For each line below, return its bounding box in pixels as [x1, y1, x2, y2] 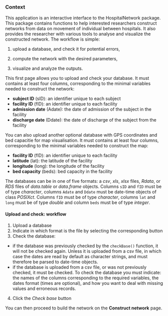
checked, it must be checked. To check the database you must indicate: [12, 269, 161, 275]
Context [5, 4, 26, 11]
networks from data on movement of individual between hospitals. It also [5, 26, 156, 32]
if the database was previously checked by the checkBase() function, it [12, 243, 158, 249]
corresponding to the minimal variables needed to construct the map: [5, 143, 148, 149]
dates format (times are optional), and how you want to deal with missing [12, 280, 163, 286]
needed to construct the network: [5, 86, 75, 92]
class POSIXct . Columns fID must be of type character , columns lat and [5, 194, 155, 200]
